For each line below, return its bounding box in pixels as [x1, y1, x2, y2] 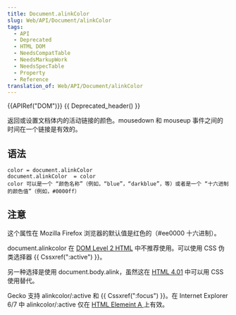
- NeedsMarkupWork [13, 56, 68, 63]
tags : [7, 23, 23, 30]
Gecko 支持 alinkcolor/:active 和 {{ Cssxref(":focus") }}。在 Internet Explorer [7, 291, 228, 299]
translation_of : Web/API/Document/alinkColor [7, 82, 143, 89]
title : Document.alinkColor [7, 10, 90, 18]
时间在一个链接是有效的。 [7, 125, 82, 134]
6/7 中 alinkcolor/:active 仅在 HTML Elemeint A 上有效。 [7, 300, 169, 309]
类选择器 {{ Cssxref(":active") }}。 [7, 252, 106, 261]
